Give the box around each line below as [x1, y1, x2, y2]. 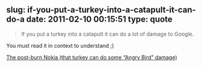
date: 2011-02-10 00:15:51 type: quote [26, 14, 173, 25]
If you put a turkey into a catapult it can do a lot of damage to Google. [21, 30, 194, 37]
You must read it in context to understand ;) [6, 42, 115, 49]
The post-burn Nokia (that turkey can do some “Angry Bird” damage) [6, 54, 178, 61]
